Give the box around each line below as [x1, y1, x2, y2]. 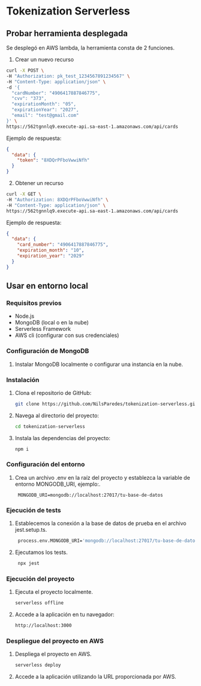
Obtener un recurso [14, 180, 64, 186]
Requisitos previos [6, 298, 62, 307]
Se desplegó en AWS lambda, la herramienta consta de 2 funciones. [6, 44, 175, 51]
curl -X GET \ [6, 191, 42, 197]
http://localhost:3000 [14, 623, 72, 629]
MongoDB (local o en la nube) [14, 319, 89, 326]
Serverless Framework [14, 326, 71, 333]
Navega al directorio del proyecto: [14, 412, 99, 419]
